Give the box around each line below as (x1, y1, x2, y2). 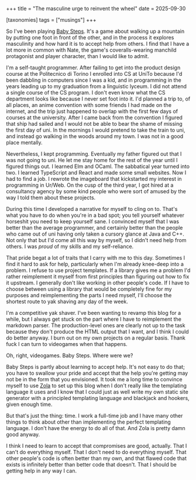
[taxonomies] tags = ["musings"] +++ (6, 16, 97, 23)
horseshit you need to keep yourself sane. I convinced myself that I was (6, 218, 180, 225)
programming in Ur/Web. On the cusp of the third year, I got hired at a (6, 182, 174, 189)
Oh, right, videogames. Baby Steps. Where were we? (6, 352, 133, 359)
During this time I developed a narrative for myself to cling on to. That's (6, 206, 178, 212)
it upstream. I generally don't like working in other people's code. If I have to (6, 279, 190, 286)
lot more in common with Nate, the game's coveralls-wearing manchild (6, 46, 177, 53)
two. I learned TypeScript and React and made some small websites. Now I (6, 169, 187, 176)
